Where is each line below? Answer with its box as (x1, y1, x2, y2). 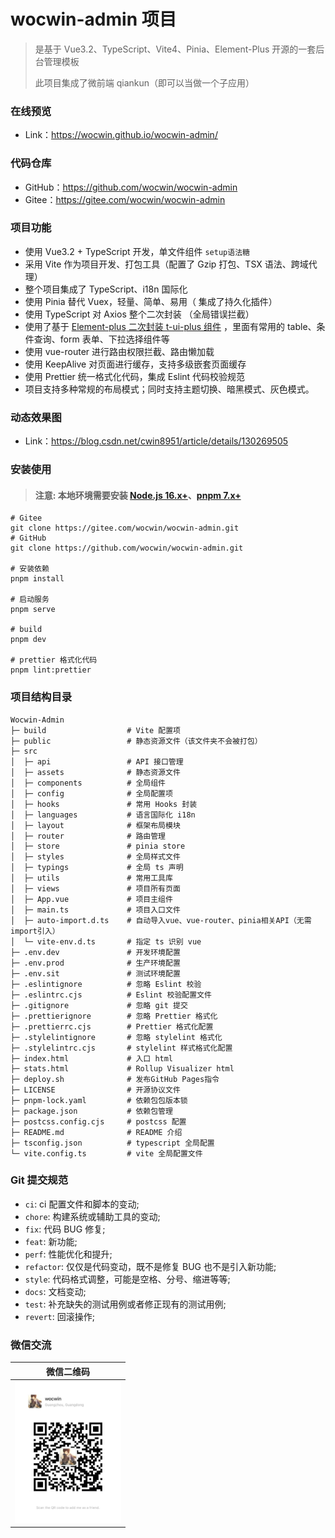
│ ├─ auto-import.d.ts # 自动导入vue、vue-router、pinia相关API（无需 (10, 915, 312, 925)
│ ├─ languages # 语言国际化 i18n (10, 810, 196, 820)
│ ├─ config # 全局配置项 (10, 788, 173, 799)
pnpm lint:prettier (10, 665, 92, 675)
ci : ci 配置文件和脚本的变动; (24, 1198, 140, 1210)
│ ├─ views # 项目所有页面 (10, 883, 181, 894)
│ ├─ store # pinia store (10, 841, 186, 851)
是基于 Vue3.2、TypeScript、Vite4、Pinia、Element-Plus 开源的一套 (34, 43, 317, 55)
